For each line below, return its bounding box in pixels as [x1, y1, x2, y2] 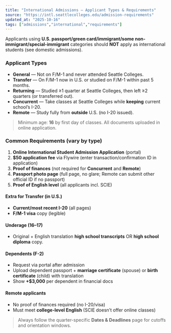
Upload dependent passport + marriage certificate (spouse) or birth [12, 267, 158, 274]
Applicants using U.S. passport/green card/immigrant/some [5, 36, 134, 42]
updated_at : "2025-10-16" [5, 17, 60, 22]
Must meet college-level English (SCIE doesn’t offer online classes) [12, 307, 156, 313]
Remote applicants [5, 290, 46, 296]
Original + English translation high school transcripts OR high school [12, 234, 159, 240]
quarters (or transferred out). [12, 93, 74, 99]
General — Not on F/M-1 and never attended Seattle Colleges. [12, 71, 144, 77]
